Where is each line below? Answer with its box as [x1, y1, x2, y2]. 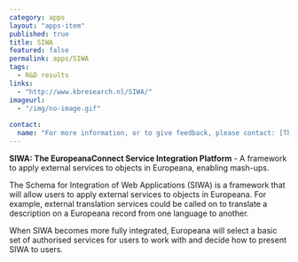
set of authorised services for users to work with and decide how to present [9, 234, 286, 245]
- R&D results [17, 71, 69, 80]
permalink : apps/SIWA [9, 54, 90, 63]
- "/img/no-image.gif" [17, 104, 101, 113]
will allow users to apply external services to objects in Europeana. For [9, 188, 267, 200]
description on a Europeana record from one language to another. [9, 208, 249, 218]
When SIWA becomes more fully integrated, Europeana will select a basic [9, 225, 278, 235]
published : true [9, 29, 69, 38]
